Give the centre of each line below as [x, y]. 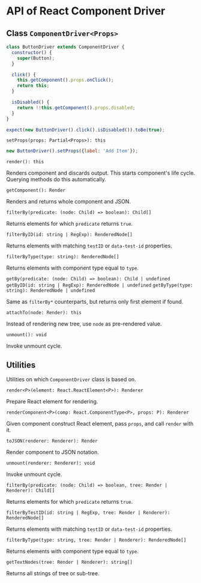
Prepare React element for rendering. [52, 402]
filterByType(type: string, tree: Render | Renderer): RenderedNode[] [96, 540]
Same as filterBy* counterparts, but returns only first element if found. [95, 302]
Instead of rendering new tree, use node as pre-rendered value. [84, 324]
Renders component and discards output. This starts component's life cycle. [101, 173]
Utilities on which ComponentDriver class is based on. [71, 379]
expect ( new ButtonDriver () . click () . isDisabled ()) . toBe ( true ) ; [85, 130]
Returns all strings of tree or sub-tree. [53, 573]
